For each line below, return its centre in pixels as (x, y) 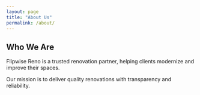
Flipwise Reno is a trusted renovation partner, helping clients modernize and (100, 62)
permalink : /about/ (31, 23)
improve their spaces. (33, 68)
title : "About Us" (29, 17)
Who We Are (30, 47)
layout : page (23, 12)
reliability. (18, 86)
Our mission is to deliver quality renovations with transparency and (89, 79)
